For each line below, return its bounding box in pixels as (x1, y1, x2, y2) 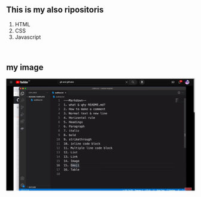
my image (6, 62, 44, 72)
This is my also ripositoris (6, 5, 104, 15)
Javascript (14, 33, 41, 41)
